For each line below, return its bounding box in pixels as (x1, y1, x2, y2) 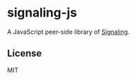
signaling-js (7, 5, 77, 21)
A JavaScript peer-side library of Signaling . (7, 28, 130, 36)
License (7, 48, 42, 59)
